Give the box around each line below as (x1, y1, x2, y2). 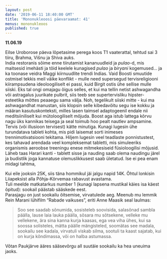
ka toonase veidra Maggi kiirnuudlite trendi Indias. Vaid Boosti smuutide (5, 70, 152, 76)
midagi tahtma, (5, 161, 36, 167)
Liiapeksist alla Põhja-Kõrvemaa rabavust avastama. (5, 176, 112, 182)
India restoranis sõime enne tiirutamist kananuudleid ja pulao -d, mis (5, 60, 145, 66)
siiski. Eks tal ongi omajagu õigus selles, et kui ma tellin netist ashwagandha (5, 86, 161, 92)
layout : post (5, 7, 32, 12)
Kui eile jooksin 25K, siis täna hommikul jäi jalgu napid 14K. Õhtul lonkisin (5, 170, 155, 176)
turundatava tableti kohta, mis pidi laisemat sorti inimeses (5, 129, 123, 135)
